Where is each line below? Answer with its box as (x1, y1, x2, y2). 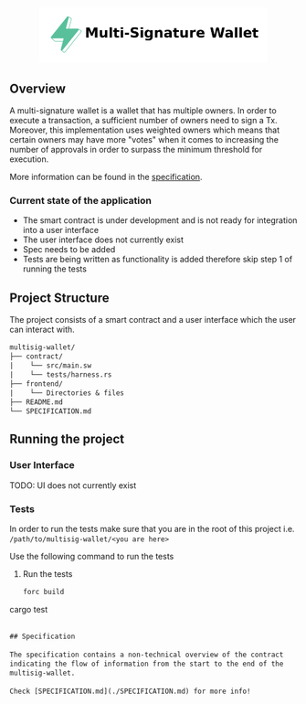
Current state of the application (9, 194, 153, 207)
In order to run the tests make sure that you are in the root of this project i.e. (9, 524, 295, 535)
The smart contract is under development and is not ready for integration (22, 215, 298, 226)
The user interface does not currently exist (22, 234, 185, 245)
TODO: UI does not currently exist (9, 479, 137, 491)
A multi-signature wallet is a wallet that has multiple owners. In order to (9, 104, 277, 116)
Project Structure (9, 290, 110, 305)
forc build (22, 588, 65, 597)
